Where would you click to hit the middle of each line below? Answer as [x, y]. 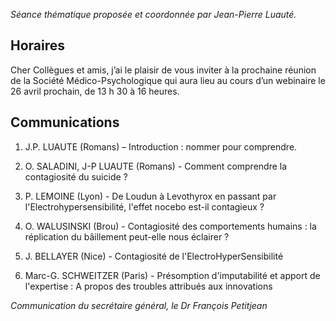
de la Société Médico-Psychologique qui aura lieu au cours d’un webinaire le [168, 80]
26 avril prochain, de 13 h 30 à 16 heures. [95, 91]
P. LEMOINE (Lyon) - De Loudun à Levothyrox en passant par [150, 196]
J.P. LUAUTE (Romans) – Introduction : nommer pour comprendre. [161, 146]
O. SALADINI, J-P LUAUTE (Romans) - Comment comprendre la [156, 166]
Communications [65, 122]
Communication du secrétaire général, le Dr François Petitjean [139, 305]
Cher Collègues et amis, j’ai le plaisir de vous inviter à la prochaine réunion [163, 70]
